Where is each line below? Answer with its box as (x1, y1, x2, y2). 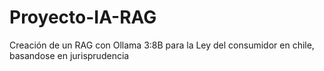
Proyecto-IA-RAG (9, 6, 157, 29)
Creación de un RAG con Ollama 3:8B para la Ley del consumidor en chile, (9, 39, 315, 51)
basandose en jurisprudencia (9, 49, 130, 61)
